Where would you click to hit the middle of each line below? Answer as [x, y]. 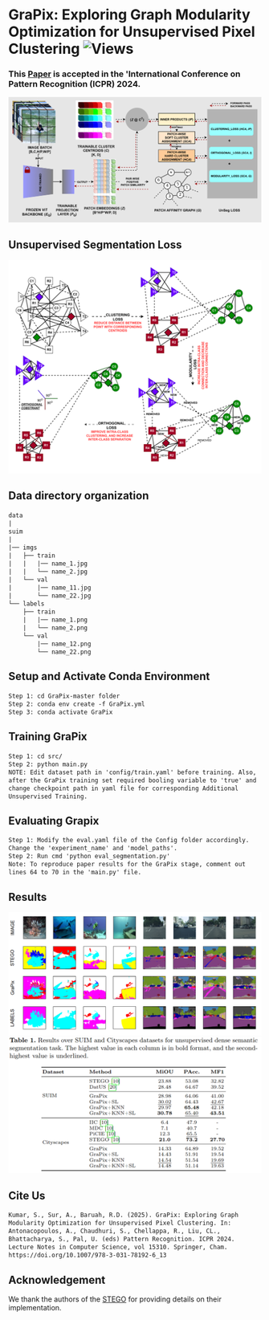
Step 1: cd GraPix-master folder [64, 696]
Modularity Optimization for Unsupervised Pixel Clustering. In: [120, 1223]
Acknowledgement [57, 1279]
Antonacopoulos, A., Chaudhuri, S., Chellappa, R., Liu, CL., [114, 1231]
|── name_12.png [64, 644]
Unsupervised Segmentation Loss [95, 245]
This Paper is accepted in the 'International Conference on [124, 74]
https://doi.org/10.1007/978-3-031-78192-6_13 [88, 1255]
